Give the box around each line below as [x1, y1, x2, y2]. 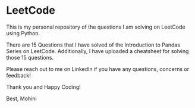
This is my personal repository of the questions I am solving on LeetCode [6, 23, 185, 30]
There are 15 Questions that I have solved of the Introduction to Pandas [6, 41, 180, 48]
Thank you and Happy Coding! [6, 83, 81, 90]
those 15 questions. [6, 54, 54, 61]
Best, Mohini [6, 95, 37, 102]
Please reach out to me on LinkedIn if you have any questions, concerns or [6, 65, 190, 72]
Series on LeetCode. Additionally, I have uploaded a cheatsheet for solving [6, 47, 189, 54]
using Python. [6, 29, 40, 36]
